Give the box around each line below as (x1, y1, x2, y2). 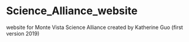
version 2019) (6, 30, 40, 37)
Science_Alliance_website (6, 4, 138, 18)
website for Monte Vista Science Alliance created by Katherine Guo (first (6, 24, 184, 31)
